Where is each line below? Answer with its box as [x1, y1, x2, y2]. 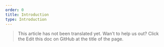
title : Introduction [5, 12, 50, 17]
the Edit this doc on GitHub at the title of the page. [17, 36, 124, 42]
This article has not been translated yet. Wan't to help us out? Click [17, 31, 159, 37]
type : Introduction [5, 17, 47, 22]
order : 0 [5, 7, 24, 13]
